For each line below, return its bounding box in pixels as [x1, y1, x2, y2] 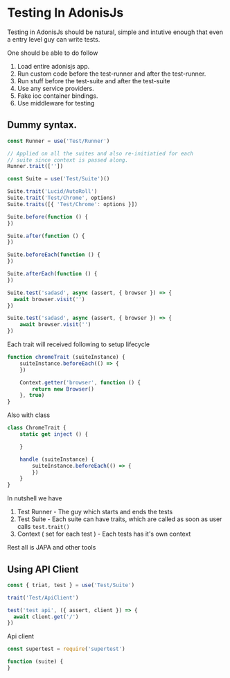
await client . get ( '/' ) [13, 613, 79, 620]
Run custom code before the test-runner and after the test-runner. [17, 69, 206, 78]
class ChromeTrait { [7, 425, 67, 432]
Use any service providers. [17, 84, 95, 92]
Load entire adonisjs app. [17, 62, 90, 70]
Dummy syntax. [7, 119, 78, 131]
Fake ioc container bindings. [17, 92, 98, 100]
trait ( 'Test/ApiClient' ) [7, 594, 79, 601]
